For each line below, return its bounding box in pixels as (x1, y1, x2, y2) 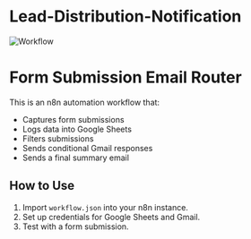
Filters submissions (22, 132, 94, 144)
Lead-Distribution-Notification (9, 6, 242, 27)
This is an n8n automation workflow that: (9, 97, 160, 107)
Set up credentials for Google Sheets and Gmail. (22, 211, 201, 222)
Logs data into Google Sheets (22, 124, 133, 134)
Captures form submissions (22, 114, 125, 124)
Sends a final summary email (22, 152, 130, 163)
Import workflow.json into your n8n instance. (22, 201, 188, 212)
